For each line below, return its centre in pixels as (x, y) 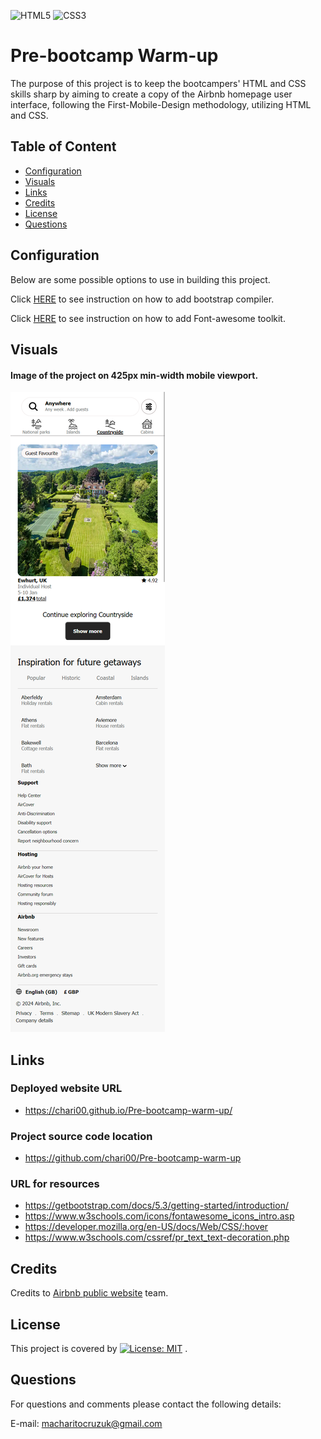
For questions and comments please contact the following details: (146, 1404)
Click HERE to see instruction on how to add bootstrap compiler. (142, 299)
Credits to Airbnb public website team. (89, 1293)
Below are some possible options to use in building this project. (140, 279)
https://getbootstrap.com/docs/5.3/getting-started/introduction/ (156, 1206)
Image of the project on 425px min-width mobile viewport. (134, 375)
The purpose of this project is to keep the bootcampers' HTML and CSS (158, 83)
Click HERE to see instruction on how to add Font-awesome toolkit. (148, 318)
